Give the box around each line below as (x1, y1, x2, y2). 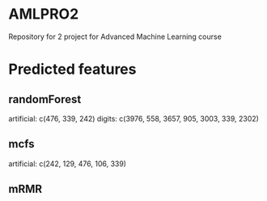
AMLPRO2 (8, 5, 79, 24)
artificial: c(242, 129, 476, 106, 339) (8, 159, 127, 169)
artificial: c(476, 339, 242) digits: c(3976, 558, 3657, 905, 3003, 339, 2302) (8, 113, 259, 123)
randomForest (8, 92, 82, 106)
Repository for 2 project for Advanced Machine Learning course (8, 32, 222, 41)
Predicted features (8, 60, 137, 79)
